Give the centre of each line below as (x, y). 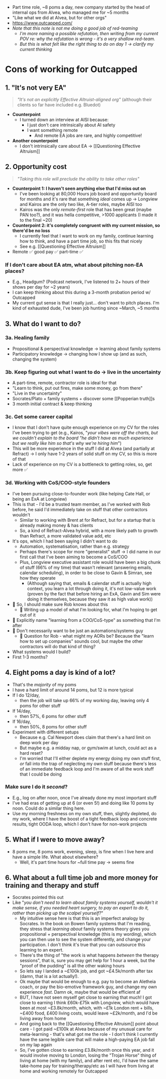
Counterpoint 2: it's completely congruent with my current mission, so (86, 225)
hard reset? (31, 753)
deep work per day (39, 742)
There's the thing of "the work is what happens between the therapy (89, 955)
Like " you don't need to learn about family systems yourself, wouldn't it (85, 902)
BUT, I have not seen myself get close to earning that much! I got (86, 997)
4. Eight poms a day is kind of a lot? (61, 673)
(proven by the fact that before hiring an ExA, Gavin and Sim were (94, 594)
